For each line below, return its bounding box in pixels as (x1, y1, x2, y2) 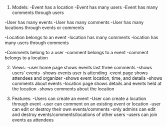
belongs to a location (4, 55, 48, 61)
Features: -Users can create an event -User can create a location (11, 95, 146, 101)
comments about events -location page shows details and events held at (11, 80, 162, 86)
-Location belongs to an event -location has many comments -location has (4, 35, 158, 40)
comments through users (11, 10, 64, 16)
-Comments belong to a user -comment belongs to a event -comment (4, 50, 148, 55)
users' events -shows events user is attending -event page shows (11, 70, 148, 76)
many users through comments (4, 40, 69, 46)
